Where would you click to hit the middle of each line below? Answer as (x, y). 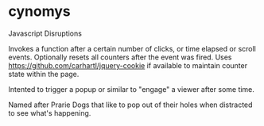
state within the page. (44, 74)
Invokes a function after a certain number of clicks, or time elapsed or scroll (132, 48)
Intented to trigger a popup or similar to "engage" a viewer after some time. (131, 89)
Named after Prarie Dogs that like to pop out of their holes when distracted (130, 105)
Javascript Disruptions (45, 33)
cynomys (40, 11)
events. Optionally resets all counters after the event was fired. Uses (120, 57)
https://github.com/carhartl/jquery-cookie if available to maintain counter (128, 65)
